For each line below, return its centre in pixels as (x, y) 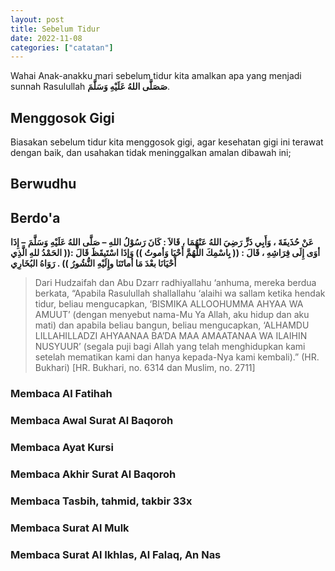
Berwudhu (43, 184)
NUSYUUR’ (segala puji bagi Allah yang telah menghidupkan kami (170, 347)
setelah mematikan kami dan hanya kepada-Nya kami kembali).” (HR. (177, 357)
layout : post (37, 19)
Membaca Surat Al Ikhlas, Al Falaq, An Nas (116, 554)
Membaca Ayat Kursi (62, 448)
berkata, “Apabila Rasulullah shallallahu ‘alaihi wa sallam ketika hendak (180, 293)
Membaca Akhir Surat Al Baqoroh (93, 474)
